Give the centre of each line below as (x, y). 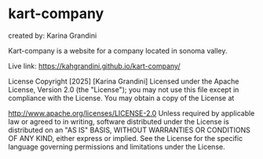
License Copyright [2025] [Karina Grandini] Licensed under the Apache (124, 81)
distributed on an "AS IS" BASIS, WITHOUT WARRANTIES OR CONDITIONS (130, 130)
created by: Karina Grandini (53, 35)
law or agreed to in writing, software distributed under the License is (119, 121)
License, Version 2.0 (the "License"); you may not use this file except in (124, 89)
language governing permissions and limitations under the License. (117, 146)
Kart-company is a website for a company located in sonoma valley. (118, 50)
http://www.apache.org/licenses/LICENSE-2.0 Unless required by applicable (131, 113)
